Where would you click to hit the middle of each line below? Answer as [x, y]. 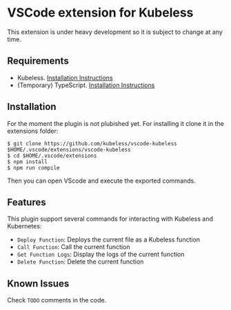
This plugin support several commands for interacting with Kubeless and [110, 219]
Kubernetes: [24, 226]
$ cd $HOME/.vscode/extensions [52, 156]
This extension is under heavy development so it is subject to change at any [115, 32]
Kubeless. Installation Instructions [65, 77]
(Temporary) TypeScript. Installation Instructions [86, 85]
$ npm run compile [33, 167]
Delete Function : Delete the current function [80, 262]
